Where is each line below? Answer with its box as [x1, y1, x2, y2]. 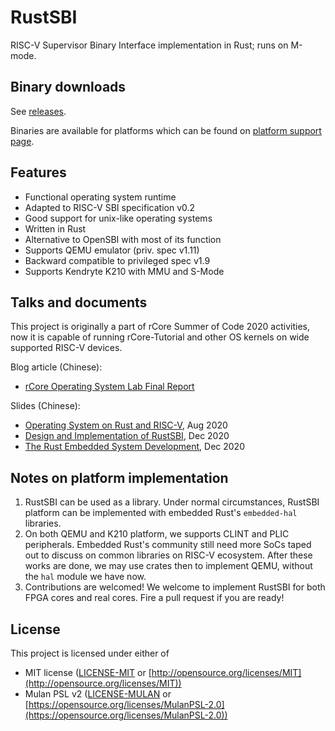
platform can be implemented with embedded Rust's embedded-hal [24, 507, 298, 519]
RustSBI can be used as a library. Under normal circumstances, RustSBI [24, 496, 320, 508]
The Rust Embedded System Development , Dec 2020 [24, 441, 245, 453]
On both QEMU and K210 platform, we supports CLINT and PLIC [24, 528, 290, 540]
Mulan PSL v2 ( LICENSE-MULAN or [24, 688, 172, 700]
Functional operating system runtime [24, 191, 177, 203]
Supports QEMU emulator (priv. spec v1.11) [24, 244, 200, 256]
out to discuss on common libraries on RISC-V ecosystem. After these [24, 549, 313, 561]
